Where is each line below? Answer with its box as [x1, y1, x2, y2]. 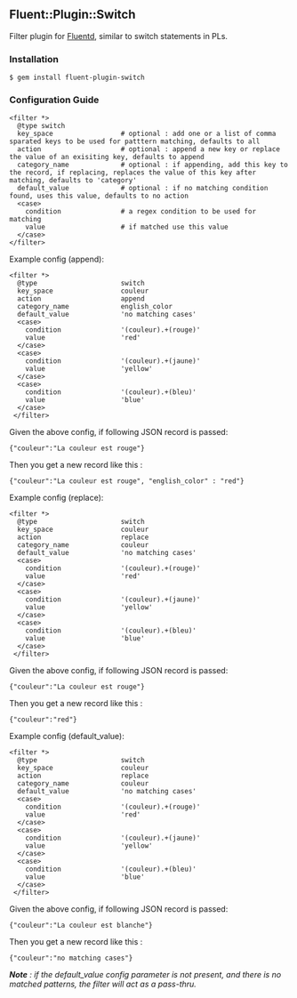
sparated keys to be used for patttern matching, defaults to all [9, 137, 261, 146]
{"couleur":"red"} [9, 715, 77, 724]
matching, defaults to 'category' [9, 176, 138, 185]
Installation [9, 52, 60, 65]
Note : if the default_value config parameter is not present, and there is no [9, 970, 282, 980]
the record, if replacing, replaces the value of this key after [9, 168, 256, 177]
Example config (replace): [9, 493, 104, 503]
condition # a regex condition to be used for [25, 207, 256, 216]
